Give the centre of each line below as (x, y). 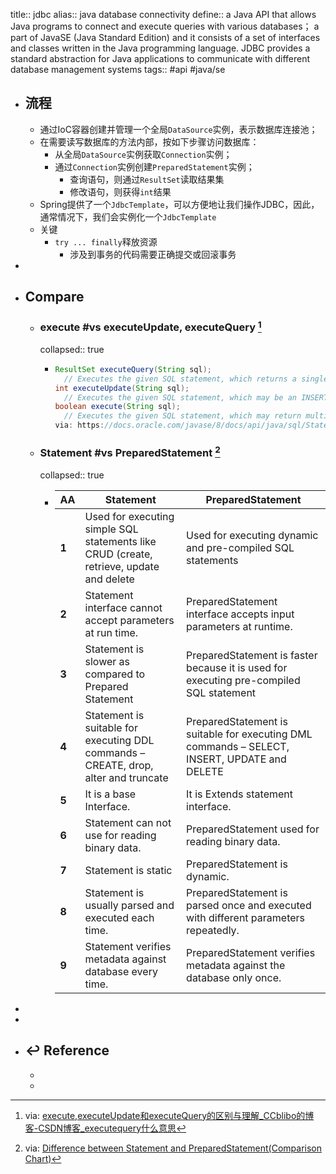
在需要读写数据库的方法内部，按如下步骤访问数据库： (149, 141)
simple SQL (111, 529)
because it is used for (237, 667)
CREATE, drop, (119, 765)
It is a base (110, 794)
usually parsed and (129, 905)
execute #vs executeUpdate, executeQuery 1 (150, 326)
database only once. (234, 977)
